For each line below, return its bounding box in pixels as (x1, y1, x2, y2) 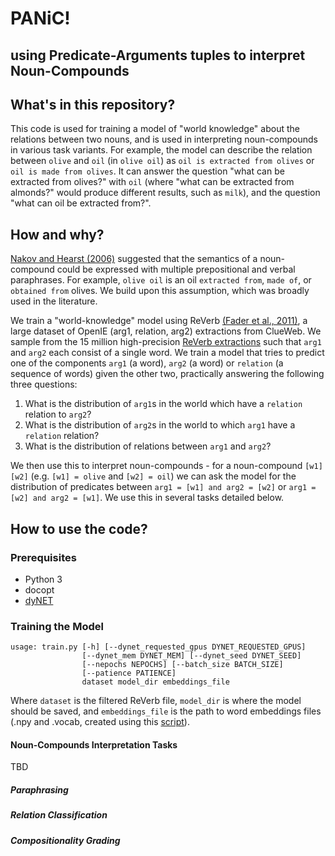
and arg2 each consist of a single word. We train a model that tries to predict (10, 347, 325, 359)
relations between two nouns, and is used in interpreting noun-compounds (10, 133, 318, 146)
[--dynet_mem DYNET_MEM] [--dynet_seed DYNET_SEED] (81, 651, 302, 661)
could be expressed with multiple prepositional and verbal (56, 263, 296, 276)
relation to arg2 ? (24, 408, 92, 421)
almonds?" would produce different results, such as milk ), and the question (10, 187, 321, 199)
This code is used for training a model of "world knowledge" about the (10, 123, 300, 135)
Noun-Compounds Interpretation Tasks (10, 738, 178, 751)
